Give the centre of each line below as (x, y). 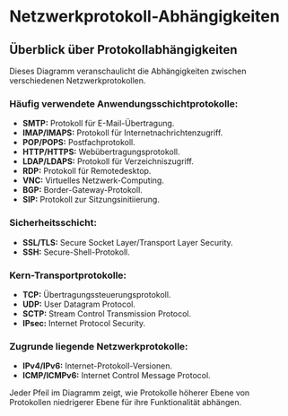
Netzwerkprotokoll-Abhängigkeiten (144, 17)
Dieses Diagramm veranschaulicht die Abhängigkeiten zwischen (128, 71)
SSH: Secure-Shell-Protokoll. (76, 252)
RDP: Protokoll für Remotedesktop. (87, 171)
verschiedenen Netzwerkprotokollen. (78, 81)
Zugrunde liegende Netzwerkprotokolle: (99, 346)
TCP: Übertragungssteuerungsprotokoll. (96, 294)
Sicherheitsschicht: (53, 223)
